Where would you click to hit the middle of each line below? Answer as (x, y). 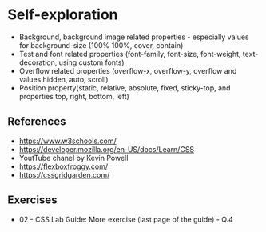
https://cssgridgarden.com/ (64, 174)
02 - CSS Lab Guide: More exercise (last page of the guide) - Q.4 (126, 219)
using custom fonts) (91, 62)
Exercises (32, 200)
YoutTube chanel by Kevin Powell (73, 158)
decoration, (38, 62)
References (37, 122)
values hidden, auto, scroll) (64, 79)
